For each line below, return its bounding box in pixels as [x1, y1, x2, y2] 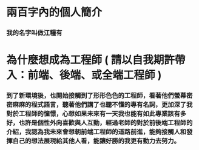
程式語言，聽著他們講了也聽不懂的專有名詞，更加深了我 [31, 100, 193, 109]
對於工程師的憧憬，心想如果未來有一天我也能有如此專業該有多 [6, 109, 187, 118]
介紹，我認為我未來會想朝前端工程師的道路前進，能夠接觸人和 [6, 128, 187, 136]
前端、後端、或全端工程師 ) [27, 68, 162, 82]
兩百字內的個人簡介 [6, 5, 103, 19]
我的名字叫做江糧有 [6, 28, 62, 37]
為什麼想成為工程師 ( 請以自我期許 [6, 53, 175, 67]
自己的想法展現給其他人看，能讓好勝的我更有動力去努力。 [12, 137, 181, 145]
